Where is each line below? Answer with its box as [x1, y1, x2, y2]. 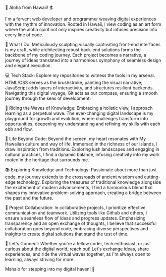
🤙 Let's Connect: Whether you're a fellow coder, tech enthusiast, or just [5, 241, 151, 246]
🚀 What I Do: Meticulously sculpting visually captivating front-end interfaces [5, 42, 161, 47]
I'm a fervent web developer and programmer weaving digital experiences [5, 16, 157, 22]
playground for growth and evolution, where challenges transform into [5, 116, 148, 121]
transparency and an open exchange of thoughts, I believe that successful [5, 220, 157, 226]
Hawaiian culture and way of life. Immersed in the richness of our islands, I [5, 141, 158, 147]
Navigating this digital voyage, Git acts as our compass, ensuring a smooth [5, 90, 158, 96]
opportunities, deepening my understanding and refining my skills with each [5, 121, 161, 127]
